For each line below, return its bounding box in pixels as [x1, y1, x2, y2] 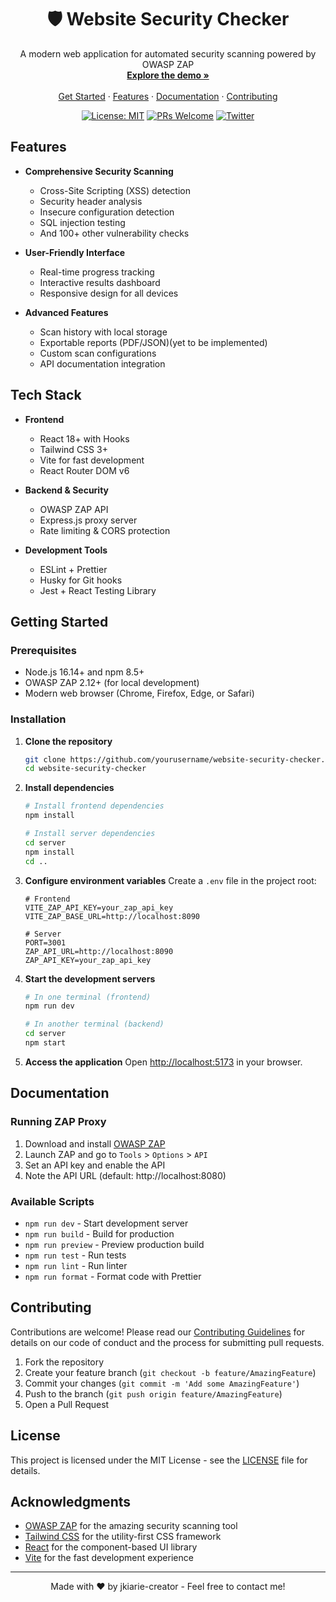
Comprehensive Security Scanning [24, 165, 174, 177]
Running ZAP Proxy [10, 1115, 107, 1129]
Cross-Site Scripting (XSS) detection [39, 184, 192, 196]
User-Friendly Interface [24, 246, 125, 258]
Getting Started [10, 613, 109, 630]
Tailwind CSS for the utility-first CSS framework [24, 1531, 222, 1543]
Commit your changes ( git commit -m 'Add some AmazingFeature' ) [24, 1377, 300, 1389]
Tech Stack [10, 387, 82, 404]
